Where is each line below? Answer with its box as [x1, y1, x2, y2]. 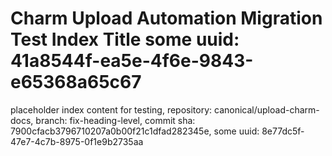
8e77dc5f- [261, 125, 305, 137]
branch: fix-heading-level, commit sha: [35, 114, 196, 126]
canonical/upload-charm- [213, 103, 320, 116]
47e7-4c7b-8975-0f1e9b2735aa [10, 135, 144, 147]
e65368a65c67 [10, 71, 142, 94]
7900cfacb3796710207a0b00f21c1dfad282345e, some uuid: [10, 125, 260, 137]
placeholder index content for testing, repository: [10, 103, 213, 116]
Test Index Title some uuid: [10, 28, 240, 51]
